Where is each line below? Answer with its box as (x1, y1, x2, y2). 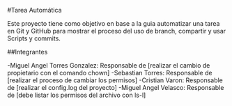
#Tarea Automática (7, 6, 62, 14)
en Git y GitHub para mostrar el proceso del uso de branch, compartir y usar (7, 27, 226, 35)
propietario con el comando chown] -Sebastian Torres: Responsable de (7, 69, 212, 77)
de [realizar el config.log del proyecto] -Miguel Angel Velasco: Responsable (7, 84, 224, 91)
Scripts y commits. (7, 34, 61, 43)
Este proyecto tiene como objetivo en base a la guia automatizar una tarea (7, 20, 220, 27)
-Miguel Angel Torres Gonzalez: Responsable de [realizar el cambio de (7, 61, 210, 69)
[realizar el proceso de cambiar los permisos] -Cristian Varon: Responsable (7, 76, 223, 84)
